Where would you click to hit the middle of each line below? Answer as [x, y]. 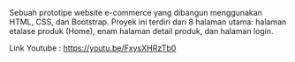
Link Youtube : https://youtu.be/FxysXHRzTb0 [93, 48]
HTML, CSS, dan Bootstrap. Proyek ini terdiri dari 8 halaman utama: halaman [148, 22]
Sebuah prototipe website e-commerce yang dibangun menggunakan [136, 13]
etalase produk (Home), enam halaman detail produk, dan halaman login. [141, 31]
